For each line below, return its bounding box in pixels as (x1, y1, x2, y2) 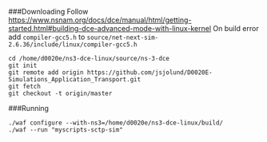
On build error (213, 24, 259, 33)
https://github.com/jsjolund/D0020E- (86, 69, 213, 77)
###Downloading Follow (8, 7, 89, 16)
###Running (8, 104, 50, 112)
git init (8, 61, 38, 69)
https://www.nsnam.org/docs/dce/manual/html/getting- (8, 15, 192, 25)
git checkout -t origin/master (8, 89, 113, 97)
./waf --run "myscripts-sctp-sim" (8, 126, 124, 134)
